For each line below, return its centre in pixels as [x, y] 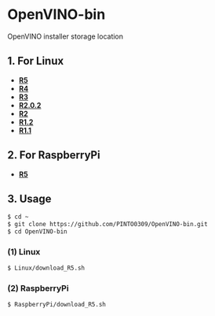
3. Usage [29, 199]
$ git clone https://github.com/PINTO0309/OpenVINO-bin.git [108, 225]
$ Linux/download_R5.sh [46, 268]
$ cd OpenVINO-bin [37, 232]
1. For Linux [36, 61]
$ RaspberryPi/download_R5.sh [57, 305]
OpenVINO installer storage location [65, 36]
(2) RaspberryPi [38, 288]
